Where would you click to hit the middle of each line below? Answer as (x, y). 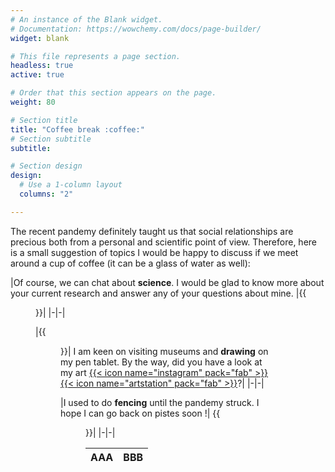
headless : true (42, 66)
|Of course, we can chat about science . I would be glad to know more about (167, 282)
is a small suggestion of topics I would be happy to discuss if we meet (154, 252)
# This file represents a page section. (96, 56)
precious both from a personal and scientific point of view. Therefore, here (163, 242)
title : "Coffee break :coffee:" (77, 129)
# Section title (44, 120)
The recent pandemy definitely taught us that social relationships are (152, 231)
